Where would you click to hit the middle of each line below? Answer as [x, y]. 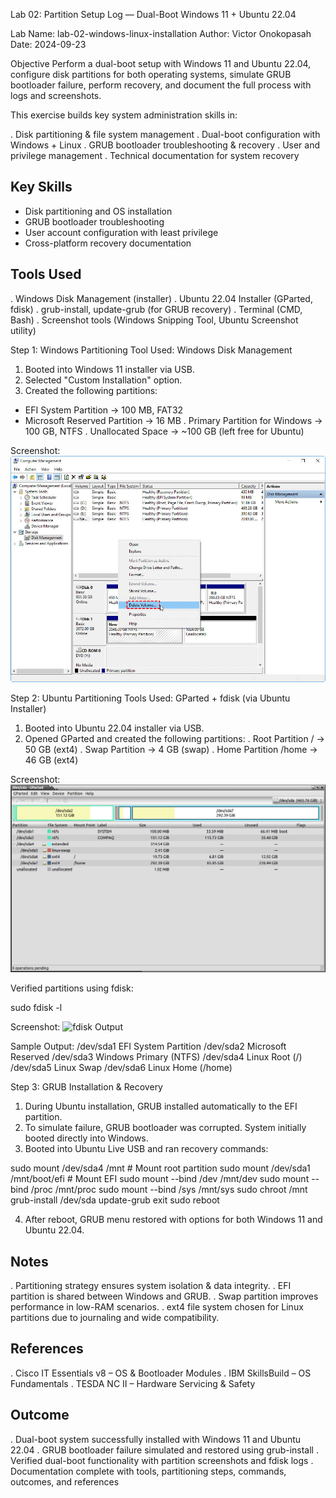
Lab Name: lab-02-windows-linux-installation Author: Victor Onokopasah [161, 33]
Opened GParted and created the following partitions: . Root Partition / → [174, 738]
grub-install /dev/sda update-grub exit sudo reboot [115, 1200]
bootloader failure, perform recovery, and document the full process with [161, 85]
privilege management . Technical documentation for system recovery [155, 155]
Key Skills [41, 187]
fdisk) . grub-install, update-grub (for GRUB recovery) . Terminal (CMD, [156, 309]
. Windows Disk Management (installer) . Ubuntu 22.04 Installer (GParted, [161, 298]
